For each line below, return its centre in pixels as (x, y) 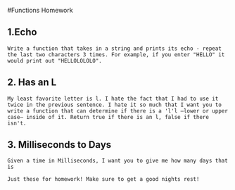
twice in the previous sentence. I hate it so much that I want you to (114, 105)
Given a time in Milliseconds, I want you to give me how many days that (118, 161)
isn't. (17, 123)
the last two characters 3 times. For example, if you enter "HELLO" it (116, 55)
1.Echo (22, 32)
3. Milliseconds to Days (59, 145)
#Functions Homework (40, 10)
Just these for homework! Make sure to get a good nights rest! (103, 179)
